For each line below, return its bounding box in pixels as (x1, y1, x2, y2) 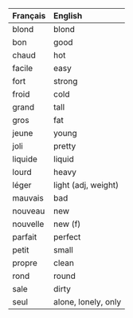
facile (12, 63, 33, 74)
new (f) (53, 219, 81, 229)
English (53, 10, 83, 21)
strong (53, 76, 78, 86)
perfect (53, 232, 81, 242)
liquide (12, 153, 38, 165)
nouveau (12, 205, 45, 217)
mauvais (12, 193, 44, 203)
